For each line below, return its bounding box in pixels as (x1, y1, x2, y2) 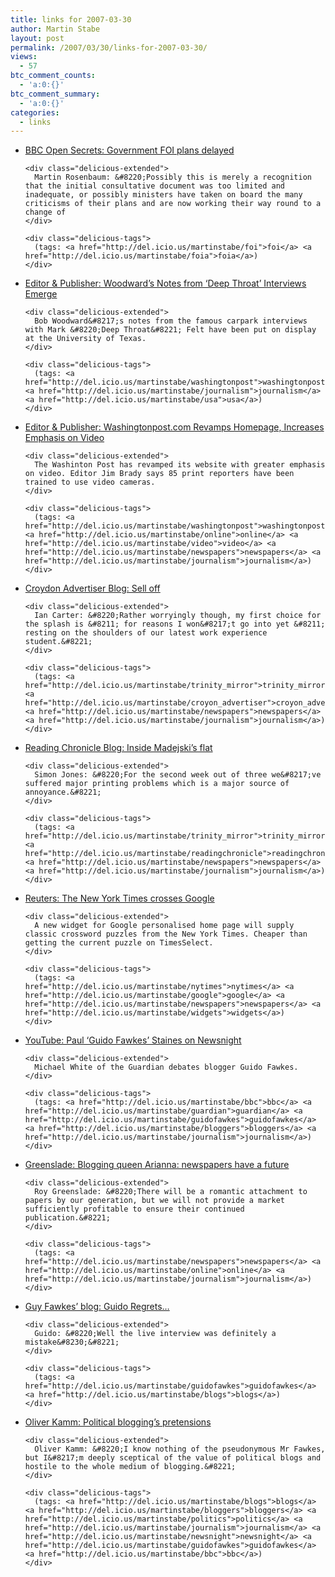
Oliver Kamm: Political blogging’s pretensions (24, 1416, 212, 1428)
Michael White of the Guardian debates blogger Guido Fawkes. (34, 1062, 299, 1073)
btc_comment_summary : (10, 89, 101, 99)
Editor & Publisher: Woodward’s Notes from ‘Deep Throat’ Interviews (24, 277, 307, 290)
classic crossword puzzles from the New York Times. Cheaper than (24, 929, 308, 940)
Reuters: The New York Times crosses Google (24, 892, 215, 905)
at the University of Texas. (24, 334, 147, 344)
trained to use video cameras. (24, 477, 156, 488)
